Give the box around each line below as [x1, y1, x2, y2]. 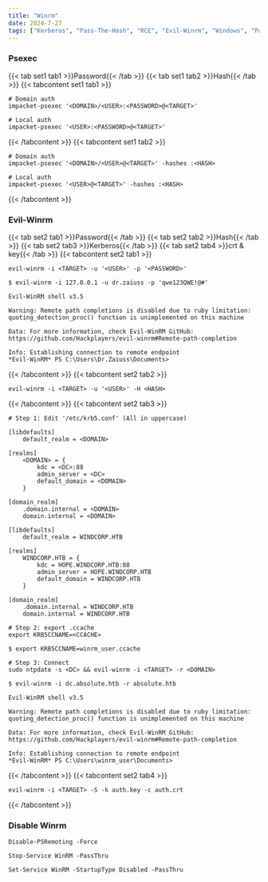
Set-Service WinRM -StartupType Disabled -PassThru [8, 866, 183, 874]
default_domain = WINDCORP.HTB [37, 575, 141, 583]
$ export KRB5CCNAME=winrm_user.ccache [8, 644, 141, 653]
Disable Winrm [8, 820, 67, 831]
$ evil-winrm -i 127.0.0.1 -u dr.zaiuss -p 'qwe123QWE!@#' [8, 279, 209, 287]
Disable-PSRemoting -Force [8, 838, 98, 846]
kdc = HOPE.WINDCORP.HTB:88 [37, 560, 130, 569]
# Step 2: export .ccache [8, 623, 94, 631]
